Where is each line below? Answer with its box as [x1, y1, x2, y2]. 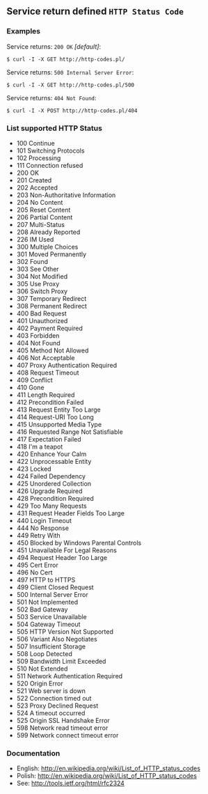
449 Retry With [16, 531, 61, 539]
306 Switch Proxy [16, 287, 67, 295]
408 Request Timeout [16, 368, 79, 377]
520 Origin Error [16, 679, 63, 687]
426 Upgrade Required [16, 487, 83, 495]
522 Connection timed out [16, 694, 92, 702]
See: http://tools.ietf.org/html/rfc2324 [16, 779, 125, 788]
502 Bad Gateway [16, 605, 68, 614]
